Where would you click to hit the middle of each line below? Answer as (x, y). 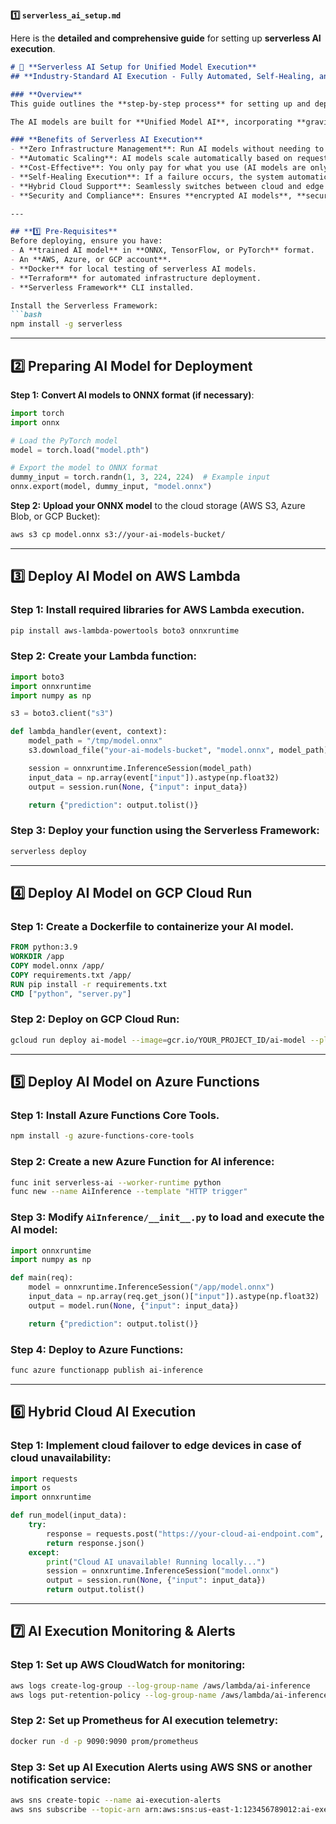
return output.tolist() (95, 1590)
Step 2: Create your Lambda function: (103, 656)
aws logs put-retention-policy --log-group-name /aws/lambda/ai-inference (169, 1695)
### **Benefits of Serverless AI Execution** (106, 140)
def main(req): (42, 1278)
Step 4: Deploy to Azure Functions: (97, 1349)
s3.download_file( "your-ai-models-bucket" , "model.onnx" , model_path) (178, 750)
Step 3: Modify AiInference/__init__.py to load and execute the (167, 1217)
